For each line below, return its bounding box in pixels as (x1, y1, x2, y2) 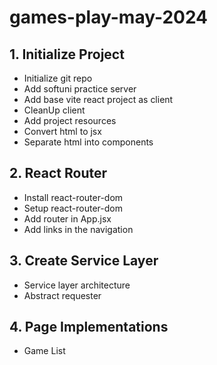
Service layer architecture (23, 279, 131, 291)
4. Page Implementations (9, 319, 169, 336)
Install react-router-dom (23, 191, 124, 203)
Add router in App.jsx (23, 212, 112, 225)
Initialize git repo (23, 72, 93, 84)
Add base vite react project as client (23, 94, 174, 105)
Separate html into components (23, 136, 154, 148)
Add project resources (23, 115, 117, 126)
